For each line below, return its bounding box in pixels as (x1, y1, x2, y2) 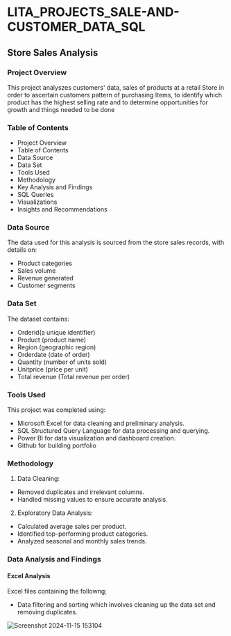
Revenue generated (17, 274, 74, 283)
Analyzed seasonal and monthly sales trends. (17, 537, 147, 546)
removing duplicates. (17, 608, 78, 617)
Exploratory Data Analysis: (17, 509, 94, 517)
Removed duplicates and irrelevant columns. (17, 488, 145, 496)
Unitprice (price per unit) (17, 365, 89, 373)
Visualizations (17, 198, 58, 206)
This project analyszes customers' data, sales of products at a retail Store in (7, 83, 224, 91)
